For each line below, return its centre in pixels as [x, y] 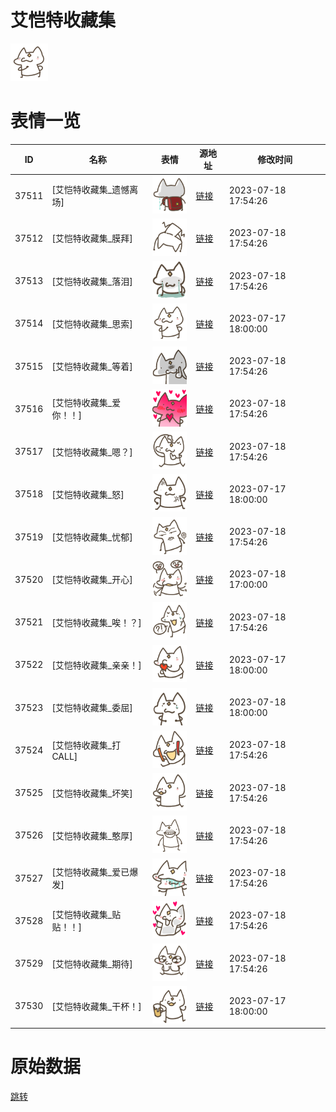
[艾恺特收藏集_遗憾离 [95, 190]
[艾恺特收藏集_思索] [92, 323]
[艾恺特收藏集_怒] [88, 494]
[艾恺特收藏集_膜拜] [92, 238]
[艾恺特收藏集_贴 [86, 915]
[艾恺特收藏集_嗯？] [92, 452]
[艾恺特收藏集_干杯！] [96, 1006]
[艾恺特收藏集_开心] [92, 580]
